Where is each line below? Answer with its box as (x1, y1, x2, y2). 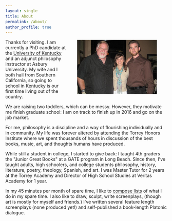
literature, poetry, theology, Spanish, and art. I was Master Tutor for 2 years (5, 167, 165, 173)
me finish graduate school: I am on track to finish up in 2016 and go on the (5, 109, 163, 115)
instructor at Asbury (5, 61, 48, 67)
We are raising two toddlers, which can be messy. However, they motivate (5, 104, 162, 110)
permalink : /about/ (5, 19, 47, 24)
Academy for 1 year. (5, 178, 48, 184)
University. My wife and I (5, 67, 58, 73)
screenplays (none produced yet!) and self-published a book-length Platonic (5, 204, 167, 210)
